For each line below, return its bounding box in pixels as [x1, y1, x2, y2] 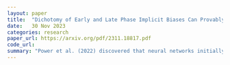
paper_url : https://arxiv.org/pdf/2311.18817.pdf [7, 35, 152, 42]
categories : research [7, 28, 69, 36]
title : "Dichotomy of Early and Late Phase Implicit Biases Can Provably [7, 16, 225, 23]
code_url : [7, 41, 36, 48]
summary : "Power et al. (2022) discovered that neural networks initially [7, 48, 225, 55]
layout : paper [7, 9, 48, 17]
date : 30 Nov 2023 [7, 22, 66, 29]
